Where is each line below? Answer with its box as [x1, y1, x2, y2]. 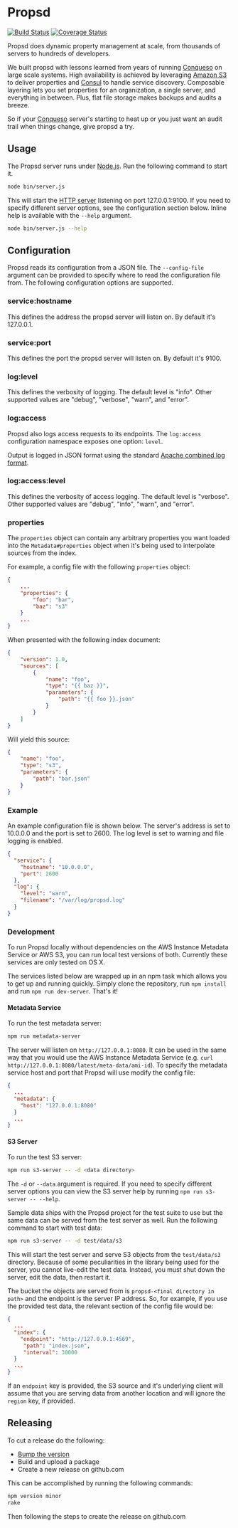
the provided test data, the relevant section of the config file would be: [7, 1302, 214, 1310]
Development [7, 927, 55, 937]
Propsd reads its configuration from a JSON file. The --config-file [7, 263, 205, 272]
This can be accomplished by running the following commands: [7, 1478, 193, 1487]
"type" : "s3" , [20, 762, 62, 769]
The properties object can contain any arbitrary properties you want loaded [7, 534, 230, 542]
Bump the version [17, 1450, 70, 1458]
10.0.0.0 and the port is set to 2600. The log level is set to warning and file [7, 829, 225, 838]
